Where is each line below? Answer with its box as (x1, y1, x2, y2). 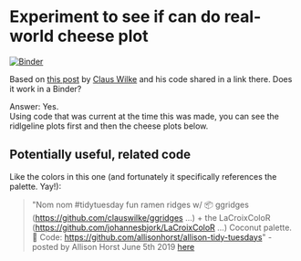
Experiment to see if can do (9, 6, 221, 27)
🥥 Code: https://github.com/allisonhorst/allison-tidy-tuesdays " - (31, 231, 272, 243)
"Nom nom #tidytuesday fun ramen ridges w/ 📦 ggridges (31, 199, 249, 210)
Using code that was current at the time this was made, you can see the (9, 110, 280, 121)
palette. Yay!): (9, 181, 62, 192)
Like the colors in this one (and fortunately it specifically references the (9, 171, 277, 182)
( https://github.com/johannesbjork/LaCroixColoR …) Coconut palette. (31, 222, 292, 233)
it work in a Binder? (9, 83, 82, 94)
